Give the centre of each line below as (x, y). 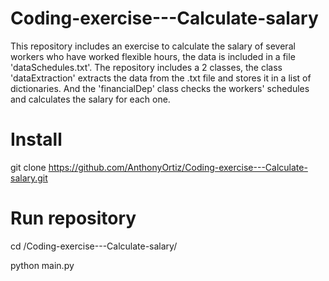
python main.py (42, 265)
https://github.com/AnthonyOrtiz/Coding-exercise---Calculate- (178, 167)
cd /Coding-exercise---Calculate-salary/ (94, 246)
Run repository (73, 218)
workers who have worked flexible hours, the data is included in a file (153, 56)
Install (36, 139)
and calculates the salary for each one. (90, 99)
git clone (28, 167)
